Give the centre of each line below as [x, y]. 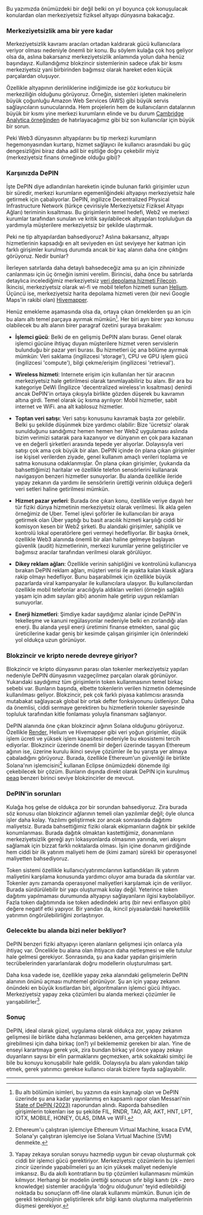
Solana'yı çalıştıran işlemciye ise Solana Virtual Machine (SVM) [93, 1136]
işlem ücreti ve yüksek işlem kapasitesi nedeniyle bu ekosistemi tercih [93, 738]
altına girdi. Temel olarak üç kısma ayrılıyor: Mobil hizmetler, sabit [96, 400]
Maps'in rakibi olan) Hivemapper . [47, 300]
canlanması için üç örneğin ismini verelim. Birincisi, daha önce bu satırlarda [100, 274]
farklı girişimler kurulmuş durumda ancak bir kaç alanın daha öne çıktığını [97, 249]
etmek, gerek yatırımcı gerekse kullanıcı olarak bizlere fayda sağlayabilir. [96, 1069]
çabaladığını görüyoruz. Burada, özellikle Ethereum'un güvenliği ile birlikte [98, 758]
